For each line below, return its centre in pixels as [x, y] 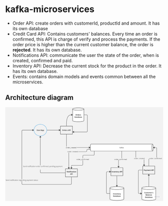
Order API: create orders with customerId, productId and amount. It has [86, 23]
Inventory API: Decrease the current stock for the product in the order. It [87, 66]
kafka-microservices [50, 9]
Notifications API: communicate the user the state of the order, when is [86, 55]
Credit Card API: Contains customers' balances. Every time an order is [85, 34]
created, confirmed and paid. [43, 60]
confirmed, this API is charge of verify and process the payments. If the [86, 39]
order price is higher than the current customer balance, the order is [83, 44]
